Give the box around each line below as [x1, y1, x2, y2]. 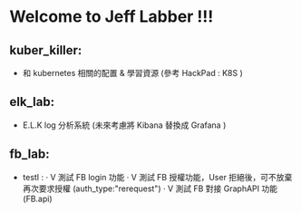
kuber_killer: [9, 43, 83, 58]
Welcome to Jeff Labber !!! [9, 6, 214, 27]
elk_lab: [9, 94, 55, 110]
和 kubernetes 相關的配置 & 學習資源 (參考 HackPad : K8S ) [22, 68, 243, 78]
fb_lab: [9, 147, 50, 162]
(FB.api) [22, 193, 53, 204]
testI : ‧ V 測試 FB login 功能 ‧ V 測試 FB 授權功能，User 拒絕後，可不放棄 [22, 171, 293, 182]
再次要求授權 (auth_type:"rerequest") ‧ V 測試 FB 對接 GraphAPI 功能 [22, 183, 278, 194]
